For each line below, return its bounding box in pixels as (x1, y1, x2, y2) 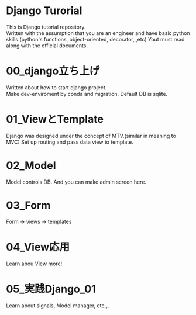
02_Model (6, 159, 56, 172)
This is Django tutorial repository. (6, 23, 86, 30)
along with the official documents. (6, 42, 88, 49)
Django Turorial (6, 4, 82, 18)
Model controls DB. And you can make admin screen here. (6, 178, 147, 185)
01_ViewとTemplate (6, 113, 104, 126)
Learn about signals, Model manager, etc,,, (6, 302, 109, 309)
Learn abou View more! (6, 260, 63, 267)
